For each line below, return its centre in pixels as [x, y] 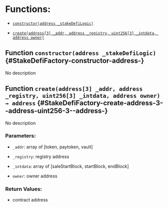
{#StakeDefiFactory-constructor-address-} [75, 61]
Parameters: [21, 136]
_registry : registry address [41, 156]
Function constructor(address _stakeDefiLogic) [81, 53]
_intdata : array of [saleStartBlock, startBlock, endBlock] [71, 166]
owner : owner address [35, 176]
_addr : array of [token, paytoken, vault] [53, 147]
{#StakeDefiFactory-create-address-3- [100, 103]
